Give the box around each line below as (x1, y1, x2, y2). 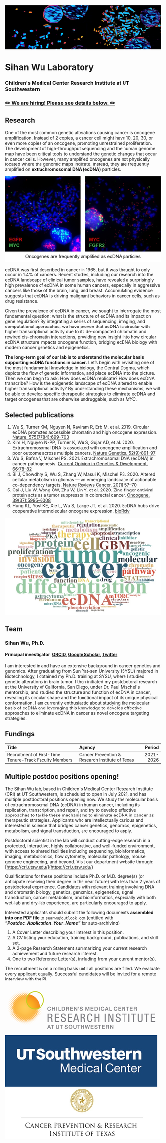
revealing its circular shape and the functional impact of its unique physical (5, 694, 158, 700)
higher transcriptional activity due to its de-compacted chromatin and (5, 329, 147, 335)
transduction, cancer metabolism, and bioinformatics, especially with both (5, 894, 156, 900)
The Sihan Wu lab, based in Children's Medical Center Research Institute (5, 786, 153, 792)
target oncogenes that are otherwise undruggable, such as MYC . (5, 396, 137, 402)
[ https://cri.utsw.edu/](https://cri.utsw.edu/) (5, 864, 94, 870)
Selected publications (5, 411, 74, 419)
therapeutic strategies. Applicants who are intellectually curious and (5, 817, 144, 823)
